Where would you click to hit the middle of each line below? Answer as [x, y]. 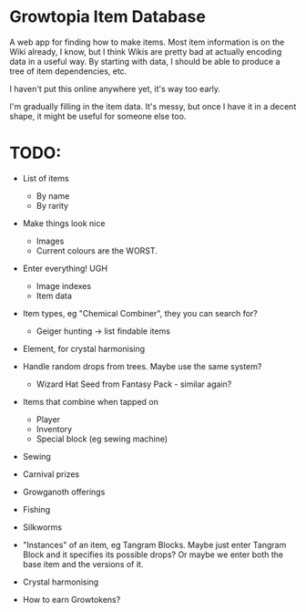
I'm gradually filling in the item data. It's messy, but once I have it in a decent [153, 106]
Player [48, 419]
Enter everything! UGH [65, 268]
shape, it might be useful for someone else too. [98, 116]
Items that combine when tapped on [91, 401]
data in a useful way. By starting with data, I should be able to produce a [145, 61]
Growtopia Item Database [108, 17]
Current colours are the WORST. [97, 250]
